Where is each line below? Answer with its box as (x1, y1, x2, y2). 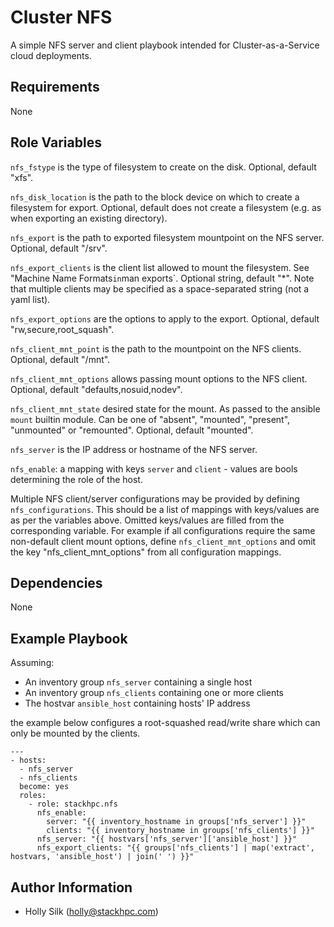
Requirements (10, 79, 100, 96)
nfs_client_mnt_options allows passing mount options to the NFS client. (10, 372, 308, 385)
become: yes (19, 782, 70, 792)
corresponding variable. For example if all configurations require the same (10, 524, 316, 536)
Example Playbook (10, 630, 128, 647)
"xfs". (10, 171, 34, 183)
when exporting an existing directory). (10, 212, 168, 224)
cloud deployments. (10, 49, 92, 61)
